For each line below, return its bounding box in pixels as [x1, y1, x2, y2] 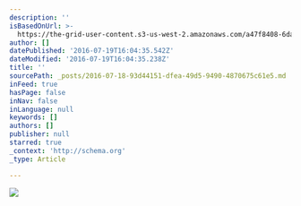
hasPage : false [9, 88, 66, 97]
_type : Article [9, 154, 66, 164]
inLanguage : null [9, 105, 74, 114]
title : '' [9, 64, 47, 73]
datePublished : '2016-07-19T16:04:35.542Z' [9, 47, 175, 56]
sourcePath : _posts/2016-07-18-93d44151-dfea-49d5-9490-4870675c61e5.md [9, 72, 287, 81]
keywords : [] [9, 113, 58, 122]
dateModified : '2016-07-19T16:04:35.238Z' [9, 55, 170, 64]
